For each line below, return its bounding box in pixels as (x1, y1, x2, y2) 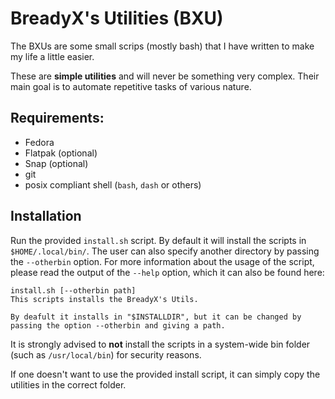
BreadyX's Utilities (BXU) (10, 7, 224, 30)
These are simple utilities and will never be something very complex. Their (10, 70, 320, 82)
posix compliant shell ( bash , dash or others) (24, 178, 202, 191)
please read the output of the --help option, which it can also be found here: (10, 266, 325, 278)
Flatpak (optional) (24, 147, 98, 159)
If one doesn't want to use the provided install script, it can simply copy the (10, 368, 321, 380)
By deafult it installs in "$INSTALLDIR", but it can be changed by (10, 312, 302, 322)
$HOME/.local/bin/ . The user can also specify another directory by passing (10, 245, 320, 257)
